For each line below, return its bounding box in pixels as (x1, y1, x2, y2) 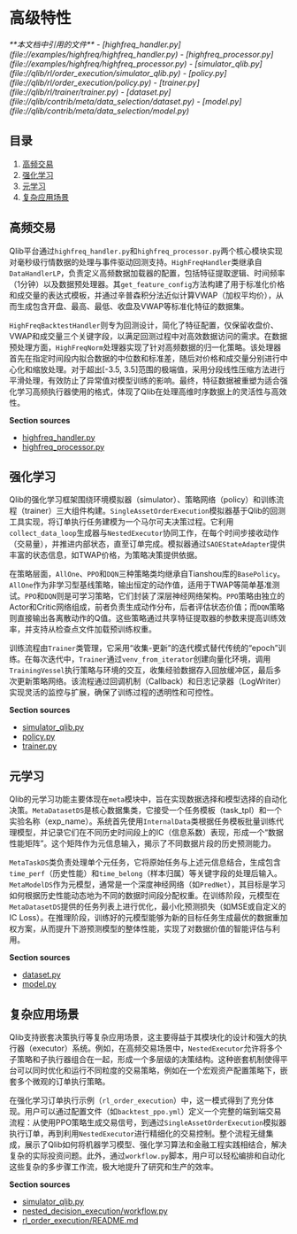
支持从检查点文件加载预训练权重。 (32, 624, 156, 634)
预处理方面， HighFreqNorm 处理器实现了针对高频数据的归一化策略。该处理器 (9, 342, 281, 353)
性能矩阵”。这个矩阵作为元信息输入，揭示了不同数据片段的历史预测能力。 (9, 838, 277, 849)
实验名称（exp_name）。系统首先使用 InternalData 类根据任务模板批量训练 (9, 816, 277, 827)
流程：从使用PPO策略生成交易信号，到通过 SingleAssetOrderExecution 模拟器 (9, 1117, 287, 1128)
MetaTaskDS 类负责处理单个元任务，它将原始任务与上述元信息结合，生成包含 (9, 857, 281, 868)
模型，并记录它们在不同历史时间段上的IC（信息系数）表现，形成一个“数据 (16, 827, 285, 838)
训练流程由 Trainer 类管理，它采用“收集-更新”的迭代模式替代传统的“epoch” (9, 643, 278, 654)
